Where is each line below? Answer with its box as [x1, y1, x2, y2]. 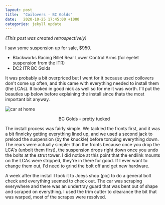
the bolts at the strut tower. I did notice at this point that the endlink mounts [5, 152, 160, 158]
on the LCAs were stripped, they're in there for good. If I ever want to [5, 158, 148, 164]
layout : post [5, 7, 33, 13]
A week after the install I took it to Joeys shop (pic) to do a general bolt [5, 173, 151, 179]
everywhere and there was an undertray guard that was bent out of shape [5, 183, 158, 189]
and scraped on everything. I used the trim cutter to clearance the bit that [5, 189, 157, 195]
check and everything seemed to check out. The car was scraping [5, 178, 142, 184]
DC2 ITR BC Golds [12, 65, 51, 71]
